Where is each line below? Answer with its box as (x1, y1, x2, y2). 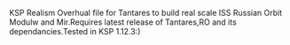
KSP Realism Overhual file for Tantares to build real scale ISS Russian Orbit (9, 8, 283, 18)
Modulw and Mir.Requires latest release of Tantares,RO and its (9, 17, 237, 27)
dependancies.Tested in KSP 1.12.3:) (9, 26, 141, 36)
